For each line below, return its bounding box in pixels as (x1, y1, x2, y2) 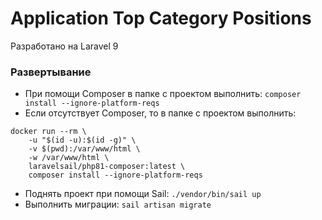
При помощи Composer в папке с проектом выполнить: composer (24, 88, 302, 100)
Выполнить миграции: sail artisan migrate (24, 198, 212, 211)
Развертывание (10, 65, 92, 79)
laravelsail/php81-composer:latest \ (28, 162, 186, 172)
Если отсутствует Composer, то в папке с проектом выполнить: (24, 107, 297, 119)
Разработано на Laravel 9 (10, 40, 119, 52)
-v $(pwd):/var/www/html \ (28, 144, 141, 154)
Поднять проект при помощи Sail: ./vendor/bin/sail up (24, 188, 262, 200)
